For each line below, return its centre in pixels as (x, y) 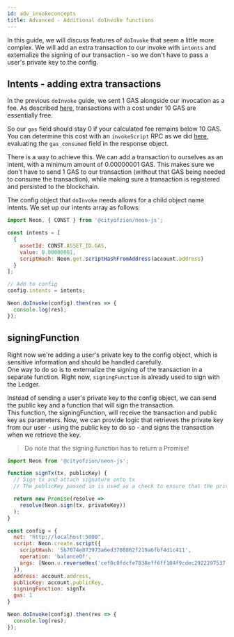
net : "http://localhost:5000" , (59, 537)
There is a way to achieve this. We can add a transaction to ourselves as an (115, 157)
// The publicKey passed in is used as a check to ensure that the (114, 486)
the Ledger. (24, 384)
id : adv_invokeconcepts (42, 14)
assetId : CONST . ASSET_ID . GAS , (64, 245)
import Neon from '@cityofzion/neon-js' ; (68, 461)
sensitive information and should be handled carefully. (85, 362)
